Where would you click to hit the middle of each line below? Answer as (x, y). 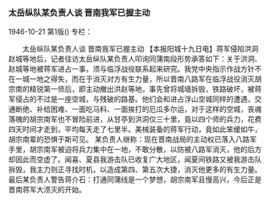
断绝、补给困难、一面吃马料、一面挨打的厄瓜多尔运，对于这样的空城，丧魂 (138, 109)
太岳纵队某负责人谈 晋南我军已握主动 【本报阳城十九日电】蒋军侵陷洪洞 (140, 49)
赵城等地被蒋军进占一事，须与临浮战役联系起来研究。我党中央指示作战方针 (131, 69)
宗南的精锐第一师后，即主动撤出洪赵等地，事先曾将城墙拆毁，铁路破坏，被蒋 (135, 89)
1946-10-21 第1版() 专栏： (51, 32)
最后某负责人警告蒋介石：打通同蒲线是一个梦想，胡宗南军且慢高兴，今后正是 (135, 179)
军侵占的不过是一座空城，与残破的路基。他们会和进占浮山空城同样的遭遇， (131, 99)
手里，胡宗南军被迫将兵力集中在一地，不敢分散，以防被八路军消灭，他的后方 (135, 150)
